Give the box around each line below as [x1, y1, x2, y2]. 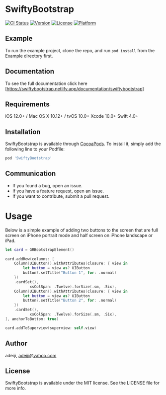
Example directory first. [5, 53, 53, 59]
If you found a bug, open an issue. [12, 182, 83, 188]
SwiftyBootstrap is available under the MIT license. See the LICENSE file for [5, 380, 160, 386]
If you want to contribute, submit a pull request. [12, 193, 110, 199]
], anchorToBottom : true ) [5, 316, 59, 321]
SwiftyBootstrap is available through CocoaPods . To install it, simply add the [5, 141, 161, 147]
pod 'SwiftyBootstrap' [5, 156, 52, 161]
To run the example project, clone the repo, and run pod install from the [5, 47, 155, 53]
